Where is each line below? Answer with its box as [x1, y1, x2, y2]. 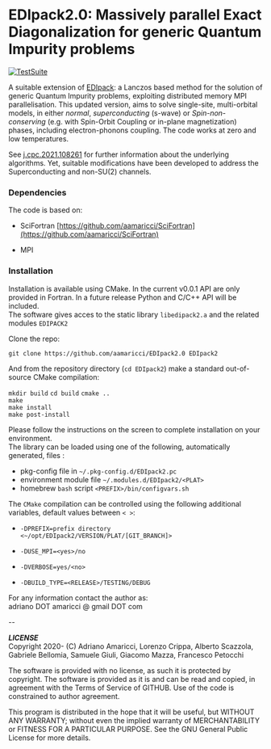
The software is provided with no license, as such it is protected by [8, 665, 231, 675]
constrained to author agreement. [8, 691, 120, 701]
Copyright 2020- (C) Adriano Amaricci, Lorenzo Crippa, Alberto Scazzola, [8, 641, 254, 651]
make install [8, 403, 52, 411]
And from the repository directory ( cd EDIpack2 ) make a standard [8, 364, 224, 373]
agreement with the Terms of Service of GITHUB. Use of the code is [8, 683, 235, 692]
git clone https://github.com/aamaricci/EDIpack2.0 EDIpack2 [8, 349, 219, 357]
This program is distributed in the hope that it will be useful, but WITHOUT [8, 707, 255, 717]
